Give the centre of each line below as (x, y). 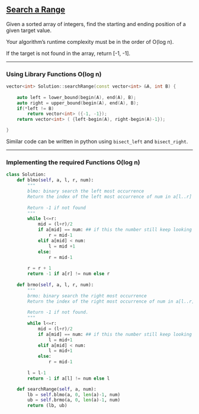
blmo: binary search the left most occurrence (86, 191)
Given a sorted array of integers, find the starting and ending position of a (96, 24)
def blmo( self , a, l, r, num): (55, 180)
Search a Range (36, 10)
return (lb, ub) (47, 406)
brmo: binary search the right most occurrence (87, 296)
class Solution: (26, 175)
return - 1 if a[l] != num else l (69, 378)
